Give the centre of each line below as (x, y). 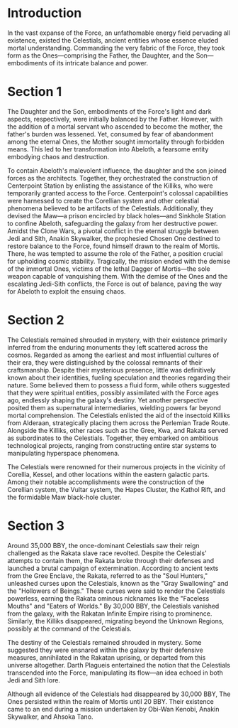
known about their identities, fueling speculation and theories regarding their (119, 378)
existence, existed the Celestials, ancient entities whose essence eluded (113, 40)
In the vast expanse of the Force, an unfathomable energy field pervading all (119, 33)
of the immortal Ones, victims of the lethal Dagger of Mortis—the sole (109, 269)
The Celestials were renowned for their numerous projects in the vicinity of (117, 466)
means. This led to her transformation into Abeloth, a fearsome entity (108, 149)
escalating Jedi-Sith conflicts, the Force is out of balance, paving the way (114, 284)
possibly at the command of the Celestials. (70, 628)
